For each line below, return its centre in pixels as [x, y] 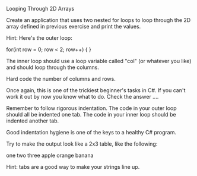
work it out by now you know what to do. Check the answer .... [82, 97]
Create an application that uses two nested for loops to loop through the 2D [99, 20]
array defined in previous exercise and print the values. [74, 26]
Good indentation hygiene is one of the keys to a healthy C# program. [91, 132]
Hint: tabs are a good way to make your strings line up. [73, 167]
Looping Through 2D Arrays [40, 9]
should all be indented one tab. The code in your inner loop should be [91, 114]
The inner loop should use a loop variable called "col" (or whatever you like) [99, 61]
